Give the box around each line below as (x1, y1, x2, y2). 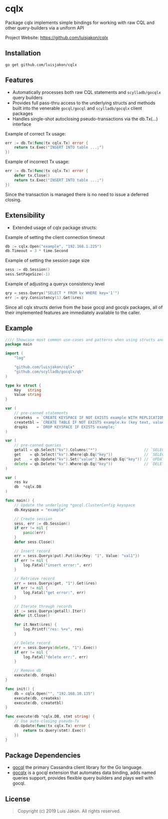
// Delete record (14, 640, 50, 645)
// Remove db (14, 668, 41, 673)
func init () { (5, 686, 35, 691)
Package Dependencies (5, 751, 81, 759)
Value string (14, 392, 41, 397)
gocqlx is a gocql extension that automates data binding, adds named (12, 769, 156, 775)
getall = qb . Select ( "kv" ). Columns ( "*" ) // (14, 447, 149, 452)
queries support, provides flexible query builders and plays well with (12, 775, 153, 781)
